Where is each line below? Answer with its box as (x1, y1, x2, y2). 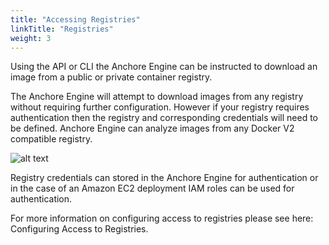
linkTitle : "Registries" (10, 24, 114, 34)
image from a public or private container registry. (10, 71, 213, 83)
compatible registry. (10, 133, 93, 145)
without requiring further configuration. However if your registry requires (10, 101, 310, 113)
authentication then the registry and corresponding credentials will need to (10, 112, 318, 124)
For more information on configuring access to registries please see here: (10, 212, 314, 225)
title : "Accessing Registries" (10, 14, 141, 25)
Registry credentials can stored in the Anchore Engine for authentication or (10, 172, 319, 184)
